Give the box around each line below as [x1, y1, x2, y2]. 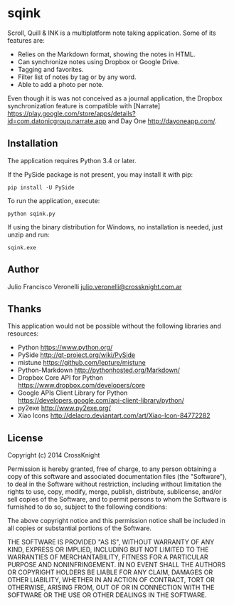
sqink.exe [7, 244, 37, 251]
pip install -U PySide [7, 184, 75, 191]
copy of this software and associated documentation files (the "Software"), [7, 472, 228, 481]
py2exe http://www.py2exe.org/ [17, 404, 112, 413]
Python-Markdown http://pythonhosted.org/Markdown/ [17, 366, 180, 375]
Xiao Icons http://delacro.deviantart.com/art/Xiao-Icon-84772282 [17, 411, 211, 420]
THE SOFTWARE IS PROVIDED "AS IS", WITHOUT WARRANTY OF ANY [7, 538, 215, 547]
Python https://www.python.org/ [17, 343, 113, 352]
